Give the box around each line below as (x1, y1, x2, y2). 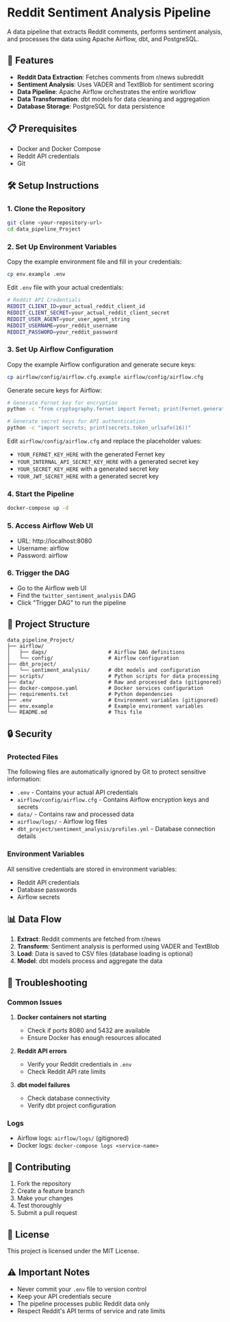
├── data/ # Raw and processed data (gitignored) (7, 678, 222, 686)
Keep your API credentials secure (16, 1292, 112, 1300)
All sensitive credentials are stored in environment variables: (7, 865, 177, 873)
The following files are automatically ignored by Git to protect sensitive (7, 767, 207, 776)
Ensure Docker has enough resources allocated (27, 1034, 162, 1042)
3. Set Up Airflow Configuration (7, 345, 114, 354)
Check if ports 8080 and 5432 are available (27, 1026, 151, 1034)
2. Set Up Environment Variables (7, 242, 117, 251)
